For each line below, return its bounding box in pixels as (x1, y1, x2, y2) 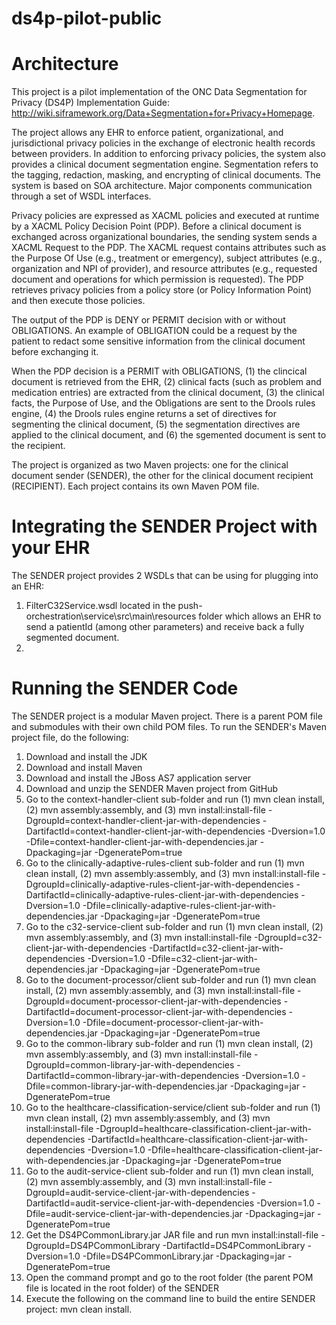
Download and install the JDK (25, 751, 148, 762)
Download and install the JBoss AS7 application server (25, 772, 252, 784)
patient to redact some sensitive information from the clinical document (11, 335, 306, 347)
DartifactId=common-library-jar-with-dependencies (25, 1070, 240, 1081)
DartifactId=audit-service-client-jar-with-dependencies (25, 1197, 255, 1209)
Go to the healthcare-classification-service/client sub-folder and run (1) (25, 1102, 321, 1113)
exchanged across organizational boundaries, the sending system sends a (11, 231, 318, 243)
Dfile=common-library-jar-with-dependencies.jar (25, 1080, 228, 1092)
